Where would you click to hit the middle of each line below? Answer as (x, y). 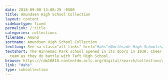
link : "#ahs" (19, 65)
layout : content (22, 19)
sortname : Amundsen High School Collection (51, 42)
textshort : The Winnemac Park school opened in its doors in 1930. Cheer (84, 51)
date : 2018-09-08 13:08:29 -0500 (40, 10)
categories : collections (31, 33)
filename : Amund (22, 38)
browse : (13, 61)
